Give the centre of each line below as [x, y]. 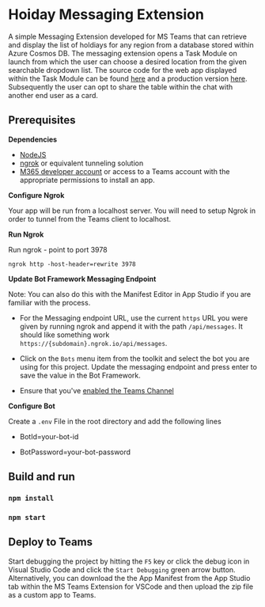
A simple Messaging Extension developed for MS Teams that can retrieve [128, 36]
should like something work [64, 335]
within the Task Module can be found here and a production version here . [128, 78]
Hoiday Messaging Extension [106, 15]
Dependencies [33, 139]
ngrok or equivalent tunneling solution [81, 163]
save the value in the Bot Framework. [80, 375]
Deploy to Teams [51, 543]
